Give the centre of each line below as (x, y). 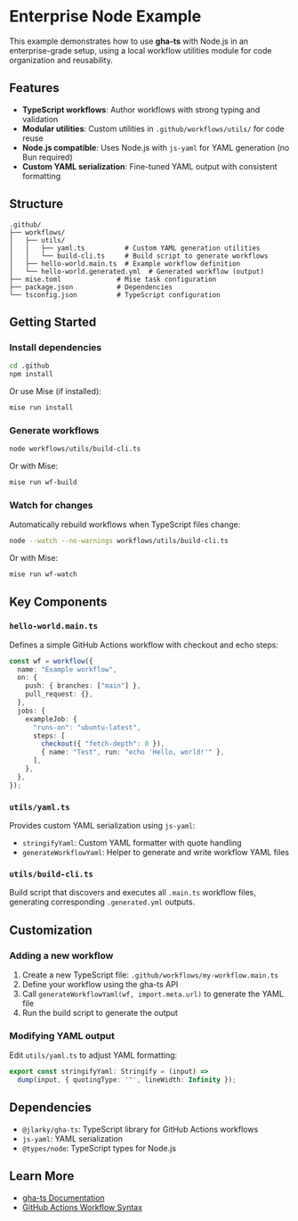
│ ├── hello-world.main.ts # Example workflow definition (125, 264)
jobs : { (32, 711)
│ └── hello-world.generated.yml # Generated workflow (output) (137, 271)
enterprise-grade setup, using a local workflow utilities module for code (141, 50)
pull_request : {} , (59, 694)
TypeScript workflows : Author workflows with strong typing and (141, 110)
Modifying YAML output (62, 1035)
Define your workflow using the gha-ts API (100, 984)
